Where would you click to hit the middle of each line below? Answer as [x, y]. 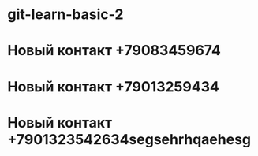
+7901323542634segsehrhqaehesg [129, 139]
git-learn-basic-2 [65, 15]
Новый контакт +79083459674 [114, 51]
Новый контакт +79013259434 [114, 86]
